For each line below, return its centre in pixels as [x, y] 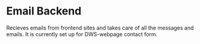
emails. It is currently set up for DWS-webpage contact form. [82, 34]
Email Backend [44, 11]
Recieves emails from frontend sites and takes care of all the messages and [100, 28]
